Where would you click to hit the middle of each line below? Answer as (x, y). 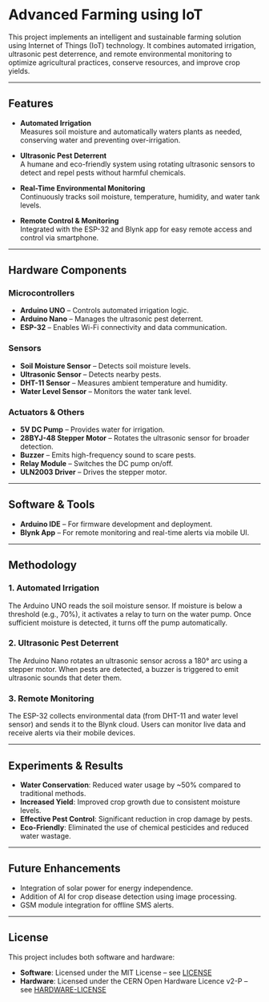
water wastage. (45, 835)
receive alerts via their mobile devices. (72, 733)
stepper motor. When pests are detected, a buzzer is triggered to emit (123, 669)
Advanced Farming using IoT (106, 15)
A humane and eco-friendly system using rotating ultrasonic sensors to (137, 164)
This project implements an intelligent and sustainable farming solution (125, 37)
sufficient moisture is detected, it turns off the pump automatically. (118, 622)
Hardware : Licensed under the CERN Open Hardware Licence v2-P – (134, 981)
